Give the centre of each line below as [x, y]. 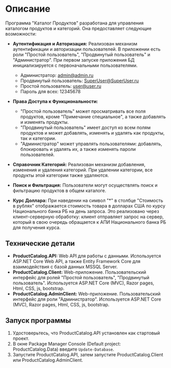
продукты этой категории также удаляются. [61, 175]
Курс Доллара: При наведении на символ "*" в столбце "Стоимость [88, 200]
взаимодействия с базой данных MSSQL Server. [65, 267]
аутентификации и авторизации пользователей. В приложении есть [87, 49]
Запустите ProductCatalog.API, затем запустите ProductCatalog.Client [88, 354]
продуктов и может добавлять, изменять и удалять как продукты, [92, 133]
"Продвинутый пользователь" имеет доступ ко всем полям [85, 127]
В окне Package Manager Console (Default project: [67, 344]
